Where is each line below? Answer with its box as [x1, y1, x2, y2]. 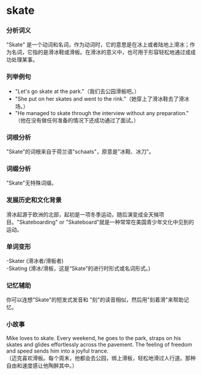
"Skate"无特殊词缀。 [6, 179, 57, 187]
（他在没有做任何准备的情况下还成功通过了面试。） [14, 116, 139, 124]
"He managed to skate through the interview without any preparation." [14, 109, 189, 116]
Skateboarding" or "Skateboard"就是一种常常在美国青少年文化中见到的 [19, 218, 194, 225]
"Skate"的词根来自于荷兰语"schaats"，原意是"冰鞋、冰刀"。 [6, 148, 155, 156]
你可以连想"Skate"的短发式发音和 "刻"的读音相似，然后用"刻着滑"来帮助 [6, 296, 184, 303]
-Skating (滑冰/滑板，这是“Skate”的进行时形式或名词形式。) [6, 265, 151, 272]
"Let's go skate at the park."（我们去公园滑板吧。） [14, 87, 140, 95]
